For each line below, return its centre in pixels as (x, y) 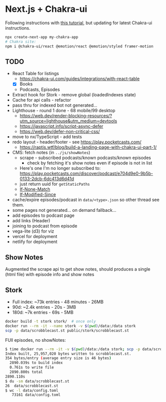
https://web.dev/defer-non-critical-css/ (60, 131)
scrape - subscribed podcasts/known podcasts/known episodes (85, 158)
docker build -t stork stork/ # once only (51, 322)
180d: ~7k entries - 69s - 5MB (43, 313)
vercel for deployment (35, 237)
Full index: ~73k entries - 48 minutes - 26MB (58, 302)
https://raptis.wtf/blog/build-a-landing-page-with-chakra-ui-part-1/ (88, 147)
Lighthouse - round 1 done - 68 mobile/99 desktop (64, 111)
